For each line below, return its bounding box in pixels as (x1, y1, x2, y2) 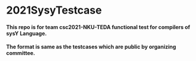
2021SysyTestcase (6, 4, 102, 17)
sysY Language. (6, 30, 47, 37)
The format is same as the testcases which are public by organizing (6, 43, 176, 50)
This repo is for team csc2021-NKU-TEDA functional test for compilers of (6, 23, 191, 30)
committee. (6, 50, 36, 57)
